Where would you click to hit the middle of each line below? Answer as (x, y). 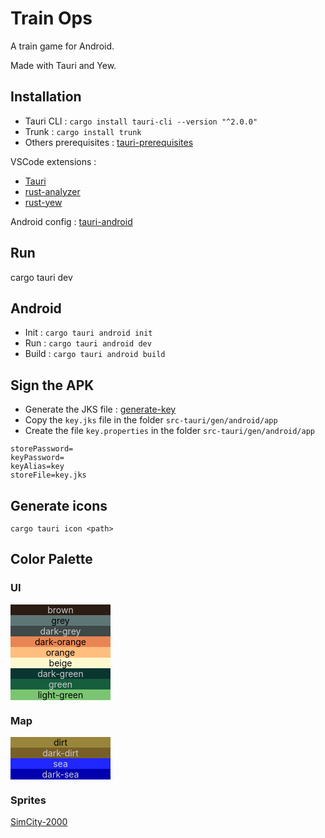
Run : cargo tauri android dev (88, 343)
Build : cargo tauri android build (95, 354)
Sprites (28, 800)
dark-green (60, 673)
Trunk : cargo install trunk (83, 131)
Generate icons (59, 505)
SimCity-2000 (39, 822)
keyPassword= (37, 458)
